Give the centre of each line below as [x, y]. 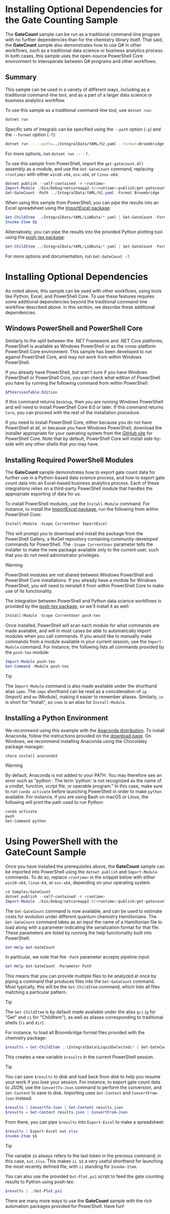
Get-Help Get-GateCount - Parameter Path [49, 967]
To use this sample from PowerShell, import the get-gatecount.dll [75, 163]
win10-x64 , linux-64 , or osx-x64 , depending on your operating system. [78, 882]
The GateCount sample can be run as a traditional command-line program [83, 34]
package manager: [25, 746]
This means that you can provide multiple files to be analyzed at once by [81, 976]
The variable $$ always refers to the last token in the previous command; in [83, 1156]
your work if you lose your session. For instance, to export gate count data [83, 1082]
